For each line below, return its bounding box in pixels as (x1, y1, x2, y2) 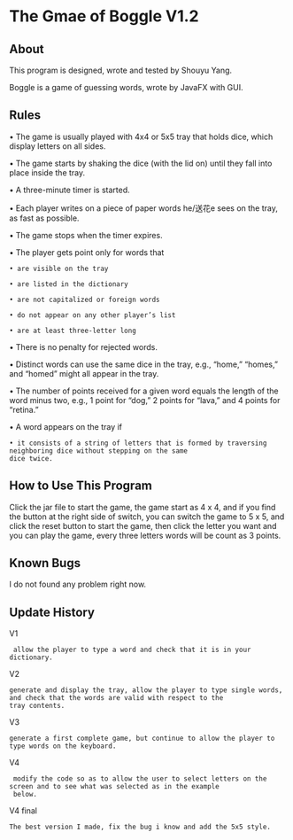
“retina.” (9, 404, 39, 415)
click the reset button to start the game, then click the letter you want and (9, 520, 277, 531)
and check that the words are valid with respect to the (9, 694, 224, 703)
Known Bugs (9, 556, 81, 571)
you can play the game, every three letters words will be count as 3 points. (9, 530, 281, 541)
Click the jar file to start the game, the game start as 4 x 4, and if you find (9, 502, 276, 512)
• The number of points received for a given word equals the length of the (9, 385, 279, 396)
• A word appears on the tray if (9, 421, 122, 432)
